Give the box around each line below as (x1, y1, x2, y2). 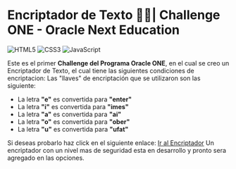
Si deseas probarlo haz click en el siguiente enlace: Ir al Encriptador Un (7, 138, 215, 147)
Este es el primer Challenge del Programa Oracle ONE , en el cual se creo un (7, 58, 230, 67)
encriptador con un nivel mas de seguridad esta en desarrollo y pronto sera (7, 146, 227, 154)
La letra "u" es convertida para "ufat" (17, 125, 129, 133)
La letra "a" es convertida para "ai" (17, 110, 122, 118)
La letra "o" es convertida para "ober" (17, 117, 130, 126)
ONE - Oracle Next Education (7, 22, 180, 38)
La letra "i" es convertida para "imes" (17, 102, 129, 111)
